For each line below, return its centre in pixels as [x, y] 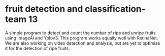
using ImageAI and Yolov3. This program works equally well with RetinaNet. [82, 38]
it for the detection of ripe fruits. [38, 48]
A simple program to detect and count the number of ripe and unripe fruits [81, 33]
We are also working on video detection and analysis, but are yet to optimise [82, 43]
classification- [115, 9]
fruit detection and [44, 9]
